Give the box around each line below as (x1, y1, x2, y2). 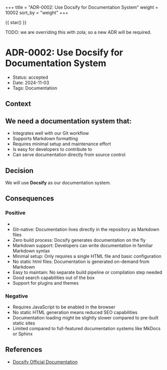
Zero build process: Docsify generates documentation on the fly (12, 237, 146, 243)
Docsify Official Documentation (12, 358, 78, 365)
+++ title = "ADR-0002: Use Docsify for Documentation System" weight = (5, 5, 158, 10)
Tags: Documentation (12, 85, 58, 91)
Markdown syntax (12, 247, 50, 254)
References (5, 345, 42, 354)
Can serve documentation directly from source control (12, 151, 126, 158)
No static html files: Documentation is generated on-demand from (12, 258, 150, 265)
